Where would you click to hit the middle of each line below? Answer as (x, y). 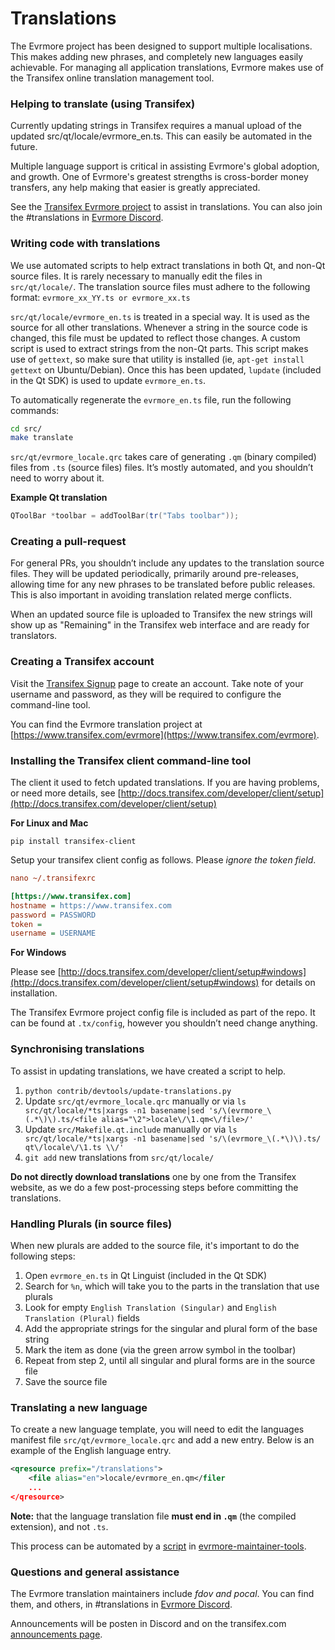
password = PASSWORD (53, 915)
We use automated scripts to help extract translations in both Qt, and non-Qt (168, 265)
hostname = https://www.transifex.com (91, 905)
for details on (288, 983)
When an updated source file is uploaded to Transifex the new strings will (161, 614)
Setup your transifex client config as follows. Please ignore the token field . (163, 860)
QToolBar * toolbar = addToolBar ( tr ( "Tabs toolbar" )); (125, 516)
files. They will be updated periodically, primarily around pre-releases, (154, 574)
